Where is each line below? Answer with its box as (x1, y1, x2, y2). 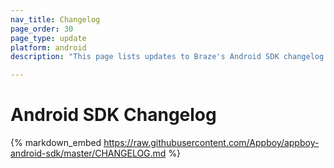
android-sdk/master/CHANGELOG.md (10, 147, 167, 160)
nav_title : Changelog (10, 14, 101, 25)
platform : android (10, 42, 87, 53)
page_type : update (10, 33, 87, 43)
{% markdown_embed (10, 137, 102, 149)
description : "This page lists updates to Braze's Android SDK (10, 52, 280, 62)
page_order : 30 (10, 24, 74, 34)
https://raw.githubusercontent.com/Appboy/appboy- (103, 137, 320, 149)
